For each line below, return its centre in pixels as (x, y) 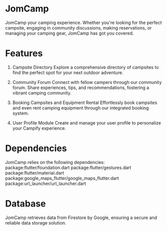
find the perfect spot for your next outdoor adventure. (68, 72)
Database (25, 203)
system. (20, 113)
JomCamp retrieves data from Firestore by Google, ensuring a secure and (81, 217)
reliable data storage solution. (36, 222)
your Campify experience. (39, 128)
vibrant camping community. (42, 92)
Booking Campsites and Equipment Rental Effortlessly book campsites (85, 102)
